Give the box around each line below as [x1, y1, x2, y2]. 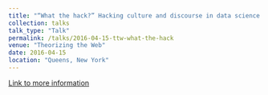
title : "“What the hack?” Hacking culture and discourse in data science [8, 11, 261, 20]
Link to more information [8, 77, 90, 88]
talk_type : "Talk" [8, 26, 70, 34]
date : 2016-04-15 [8, 49, 67, 57]
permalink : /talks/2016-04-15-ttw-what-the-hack [8, 34, 174, 42]
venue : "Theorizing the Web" [8, 42, 106, 49]
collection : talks [8, 19, 70, 27]
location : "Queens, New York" [8, 57, 110, 65]
